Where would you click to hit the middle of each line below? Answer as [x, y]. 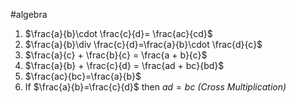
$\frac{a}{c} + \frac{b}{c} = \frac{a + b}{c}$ [116, 55]
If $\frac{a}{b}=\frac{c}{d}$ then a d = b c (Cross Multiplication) [155, 87]
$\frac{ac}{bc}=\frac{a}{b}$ [83, 76]
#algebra [29, 14]
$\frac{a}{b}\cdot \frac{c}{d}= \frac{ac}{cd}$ [118, 33]
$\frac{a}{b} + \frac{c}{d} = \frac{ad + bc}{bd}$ [124, 65]
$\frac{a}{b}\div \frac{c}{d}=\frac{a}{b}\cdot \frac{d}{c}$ [143, 44]
